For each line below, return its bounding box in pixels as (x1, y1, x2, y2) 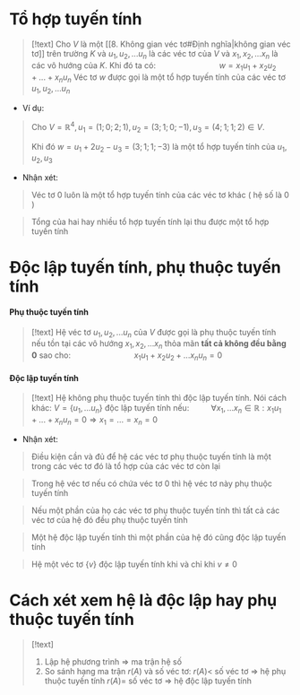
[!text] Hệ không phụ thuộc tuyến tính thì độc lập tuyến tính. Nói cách (30, 393, 287, 404)
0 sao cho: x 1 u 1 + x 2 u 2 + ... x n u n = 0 (30, 350, 223, 362)
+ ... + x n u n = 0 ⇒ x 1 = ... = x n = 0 (30, 413, 159, 427)
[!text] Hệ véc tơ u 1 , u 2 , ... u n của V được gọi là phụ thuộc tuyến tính (30, 326, 277, 340)
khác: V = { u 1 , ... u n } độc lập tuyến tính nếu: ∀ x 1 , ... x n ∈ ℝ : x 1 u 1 (30, 403, 282, 415)
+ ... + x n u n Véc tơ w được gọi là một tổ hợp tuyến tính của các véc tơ (30, 72, 287, 84)
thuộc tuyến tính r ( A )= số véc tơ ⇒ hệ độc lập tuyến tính (44, 675, 253, 686)
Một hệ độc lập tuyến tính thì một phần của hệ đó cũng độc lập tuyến (30, 532, 287, 543)
